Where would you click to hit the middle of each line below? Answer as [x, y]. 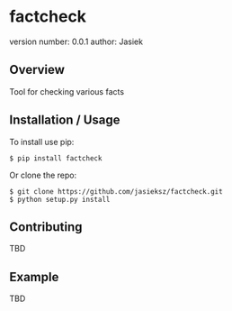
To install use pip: [42, 142]
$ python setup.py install [60, 199]
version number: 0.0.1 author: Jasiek [76, 41]
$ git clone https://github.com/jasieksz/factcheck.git [116, 191]
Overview [37, 70]
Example [34, 277]
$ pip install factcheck [56, 158]
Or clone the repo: [43, 175]
